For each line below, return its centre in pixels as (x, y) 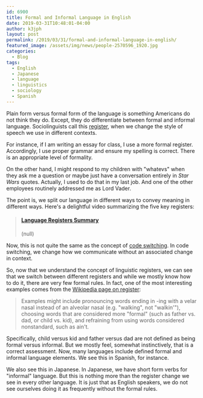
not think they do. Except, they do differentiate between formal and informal (101, 120)
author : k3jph (24, 29)
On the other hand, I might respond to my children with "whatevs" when (96, 169)
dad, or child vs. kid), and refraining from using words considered (103, 320)
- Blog (20, 57)
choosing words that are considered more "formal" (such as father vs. (108, 314)
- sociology (27, 91)
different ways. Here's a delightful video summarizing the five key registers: (100, 206)
